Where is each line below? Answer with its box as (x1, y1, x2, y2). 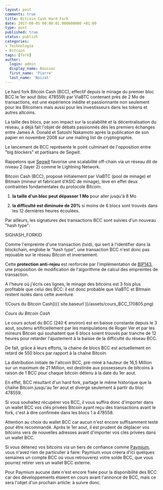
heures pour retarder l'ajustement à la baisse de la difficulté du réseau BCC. (5, 335, 157, 341)
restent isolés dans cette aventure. (5, 291, 74, 297)
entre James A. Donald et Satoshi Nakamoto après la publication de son (5, 129, 149, 135)
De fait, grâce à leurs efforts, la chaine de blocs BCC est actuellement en (5, 345, 151, 351)
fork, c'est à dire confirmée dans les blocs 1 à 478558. (5, 409, 114, 415)
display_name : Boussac (9, 66, 55, 71)
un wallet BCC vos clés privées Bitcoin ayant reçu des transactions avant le (5, 404, 156, 410)
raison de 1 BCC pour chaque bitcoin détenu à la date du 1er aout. (5, 370, 137, 376)
